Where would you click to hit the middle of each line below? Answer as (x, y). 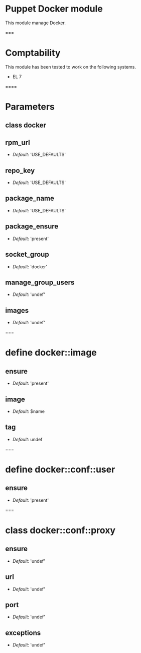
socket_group (27, 254)
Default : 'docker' (30, 266)
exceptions (23, 633)
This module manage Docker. (36, 23)
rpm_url (18, 142)
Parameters (30, 107)
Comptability (33, 53)
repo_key (20, 170)
